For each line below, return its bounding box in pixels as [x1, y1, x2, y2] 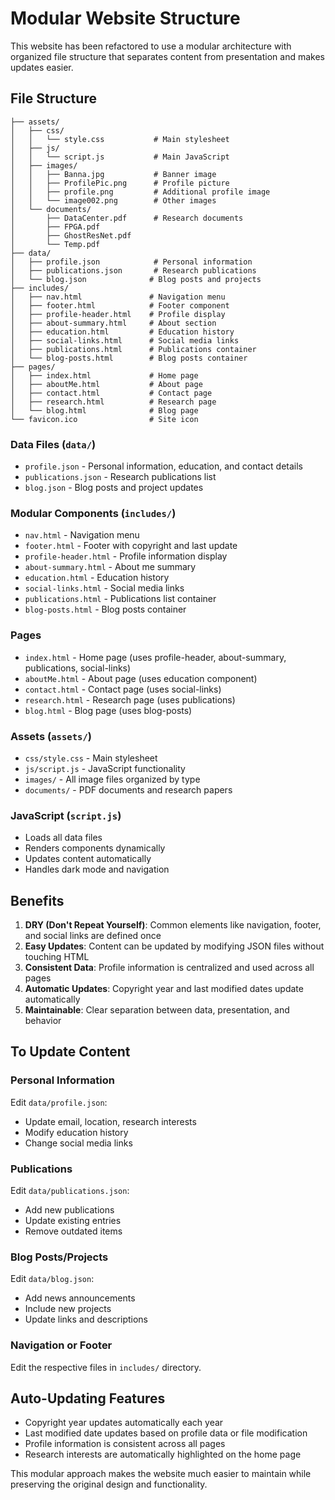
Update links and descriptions [24, 1313, 148, 1326]
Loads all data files [24, 832, 103, 844]
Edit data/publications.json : [10, 1185, 130, 1197]
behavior [24, 1015, 62, 1027]
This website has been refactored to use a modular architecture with [10, 40, 292, 52]
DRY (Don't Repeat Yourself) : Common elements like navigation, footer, [24, 919, 322, 931]
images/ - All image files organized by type [24, 773, 201, 785]
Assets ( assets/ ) [10, 729, 92, 743]
